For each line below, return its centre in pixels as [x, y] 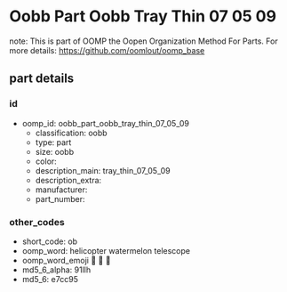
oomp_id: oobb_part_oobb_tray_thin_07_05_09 [105, 123]
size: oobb [54, 151]
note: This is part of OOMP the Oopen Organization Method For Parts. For [143, 41]
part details [42, 79]
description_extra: [68, 180]
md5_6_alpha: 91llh [56, 270]
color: [46, 161]
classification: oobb [72, 133]
